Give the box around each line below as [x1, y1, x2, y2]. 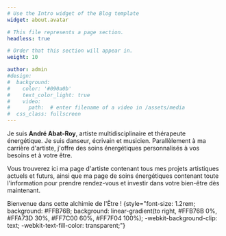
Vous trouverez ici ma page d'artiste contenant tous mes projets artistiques [7, 165, 219, 172]
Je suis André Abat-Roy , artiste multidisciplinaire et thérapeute [7, 129, 186, 137]
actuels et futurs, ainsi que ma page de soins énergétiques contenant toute [7, 172, 219, 180]
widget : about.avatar [7, 16, 69, 23]
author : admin [7, 66, 48, 73]
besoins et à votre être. [7, 151, 73, 159]
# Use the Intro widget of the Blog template [7, 10, 139, 17]
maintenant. [7, 186, 41, 194]
